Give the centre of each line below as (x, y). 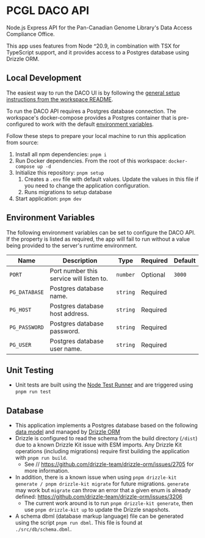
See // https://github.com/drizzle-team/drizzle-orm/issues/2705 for (109, 464)
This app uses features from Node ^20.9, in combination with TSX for (93, 46)
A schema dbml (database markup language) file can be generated (99, 516)
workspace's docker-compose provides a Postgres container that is (92, 117)
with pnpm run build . (41, 458)
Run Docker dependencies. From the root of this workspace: (91, 161)
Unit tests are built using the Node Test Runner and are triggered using (104, 385)
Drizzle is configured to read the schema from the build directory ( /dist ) (106, 438)
